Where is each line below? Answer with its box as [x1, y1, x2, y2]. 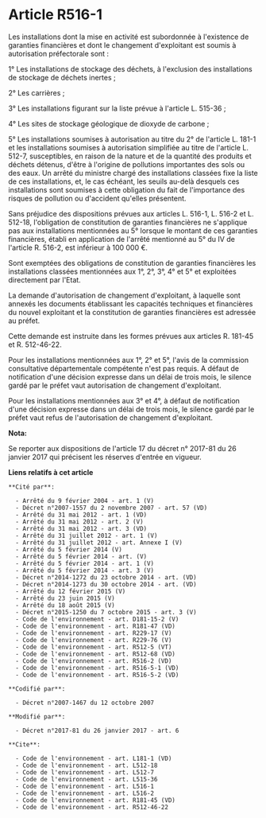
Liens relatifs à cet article [8, 467, 94, 477]
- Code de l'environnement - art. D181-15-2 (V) [15, 615, 179, 623]
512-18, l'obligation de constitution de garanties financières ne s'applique [8, 217, 248, 227]
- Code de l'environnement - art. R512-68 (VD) [15, 650, 176, 658]
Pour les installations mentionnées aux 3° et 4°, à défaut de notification [8, 395, 241, 405]
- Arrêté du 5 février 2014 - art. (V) [15, 552, 148, 560]
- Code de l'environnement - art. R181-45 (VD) [15, 796, 176, 804]
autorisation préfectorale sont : [8, 49, 110, 58]
